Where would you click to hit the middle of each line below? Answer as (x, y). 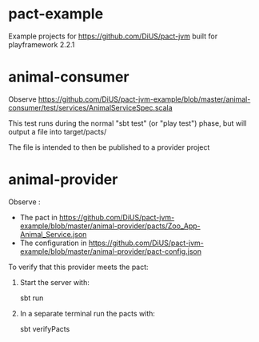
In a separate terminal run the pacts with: (88, 313)
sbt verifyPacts (45, 328)
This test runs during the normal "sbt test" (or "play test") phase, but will (128, 123)
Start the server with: (54, 282)
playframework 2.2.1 (42, 44)
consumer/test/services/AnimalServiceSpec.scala (91, 107)
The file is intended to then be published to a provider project (109, 147)
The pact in (38, 217)
